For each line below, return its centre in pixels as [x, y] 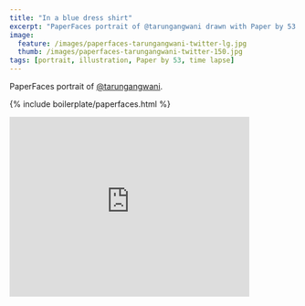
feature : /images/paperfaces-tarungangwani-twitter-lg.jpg [132, 43]
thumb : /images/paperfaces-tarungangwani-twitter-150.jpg [131, 52]
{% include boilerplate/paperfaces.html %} [90, 104]
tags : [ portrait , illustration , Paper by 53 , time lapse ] [122, 60]
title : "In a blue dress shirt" [71, 18]
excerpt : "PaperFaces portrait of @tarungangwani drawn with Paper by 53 [153, 26]
